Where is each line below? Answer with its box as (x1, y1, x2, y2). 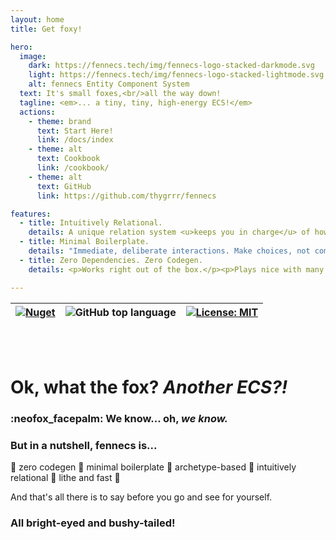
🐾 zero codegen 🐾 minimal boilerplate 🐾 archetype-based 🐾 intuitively (10, 461, 297, 473)
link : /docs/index (36, 135, 114, 145)
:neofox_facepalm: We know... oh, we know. (10, 411, 228, 425)
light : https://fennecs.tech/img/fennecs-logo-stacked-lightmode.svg (28, 70, 325, 80)
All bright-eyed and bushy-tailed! (10, 516, 176, 530)
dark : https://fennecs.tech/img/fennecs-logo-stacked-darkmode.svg (28, 61, 315, 71)
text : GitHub (36, 181, 92, 191)
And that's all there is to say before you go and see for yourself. (10, 491, 273, 503)
